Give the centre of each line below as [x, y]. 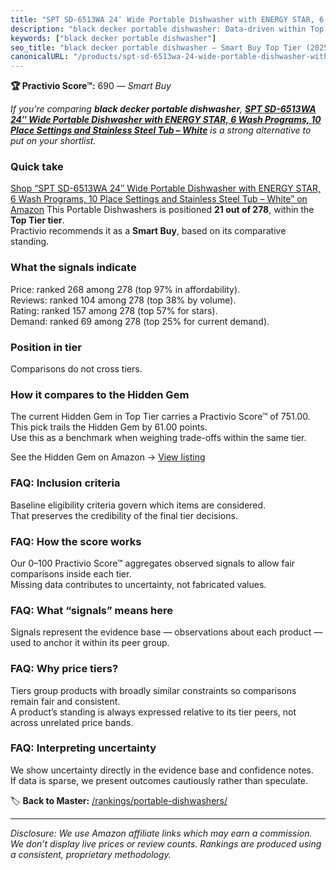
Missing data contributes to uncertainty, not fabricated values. [138, 584]
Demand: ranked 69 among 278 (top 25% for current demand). [140, 321]
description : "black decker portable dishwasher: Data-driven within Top [167, 29]
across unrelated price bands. [72, 722]
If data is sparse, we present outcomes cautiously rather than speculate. [159, 780]
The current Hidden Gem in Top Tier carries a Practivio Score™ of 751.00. [160, 417]
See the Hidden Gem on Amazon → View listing [108, 457]
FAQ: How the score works [76, 541]
